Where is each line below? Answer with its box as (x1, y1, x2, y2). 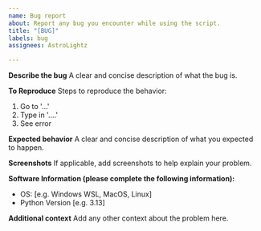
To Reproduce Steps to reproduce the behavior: (8, 86, 167, 96)
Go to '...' (19, 102, 50, 111)
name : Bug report (8, 11, 67, 20)
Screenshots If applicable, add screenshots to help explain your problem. (8, 158, 252, 168)
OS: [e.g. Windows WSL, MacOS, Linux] (19, 189, 153, 199)
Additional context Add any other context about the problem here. (8, 213, 229, 223)
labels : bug (8, 34, 48, 43)
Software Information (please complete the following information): (8, 174, 235, 184)
